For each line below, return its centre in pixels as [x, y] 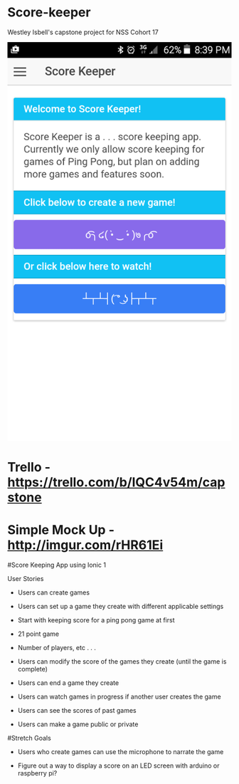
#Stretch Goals [29, 738]
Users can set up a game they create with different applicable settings [121, 607]
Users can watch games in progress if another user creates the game [119, 697]
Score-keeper [49, 12]
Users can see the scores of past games [77, 711]
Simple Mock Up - [61, 530]
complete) [33, 669]
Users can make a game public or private [78, 724]
